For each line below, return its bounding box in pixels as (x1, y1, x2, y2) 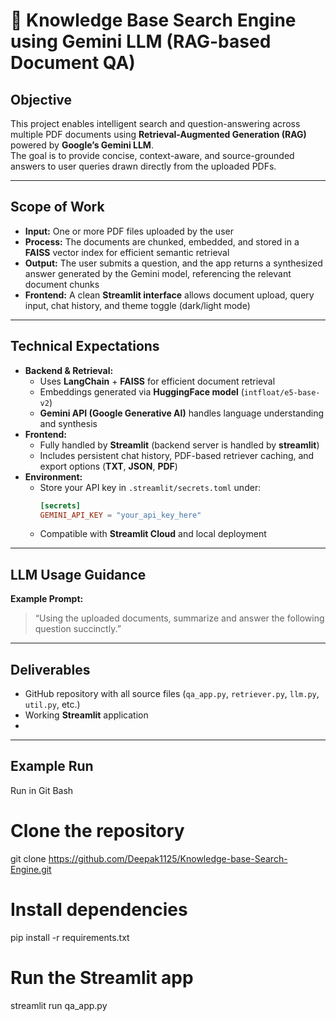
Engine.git (10, 863, 52, 875)
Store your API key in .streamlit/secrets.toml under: (39, 481, 262, 493)
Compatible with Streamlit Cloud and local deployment (39, 528, 267, 540)
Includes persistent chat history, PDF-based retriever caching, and (39, 449, 315, 461)
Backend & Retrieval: (24, 364, 114, 376)
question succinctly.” (34, 623, 122, 635)
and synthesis (39, 417, 98, 429)
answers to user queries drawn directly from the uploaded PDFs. (10, 160, 277, 172)
